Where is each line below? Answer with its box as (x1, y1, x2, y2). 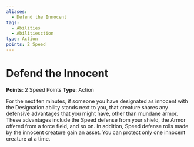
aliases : (6, 8, 28, 15)
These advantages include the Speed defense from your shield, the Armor (6, 116, 186, 123)
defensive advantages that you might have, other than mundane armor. (6, 110, 178, 117)
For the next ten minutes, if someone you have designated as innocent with (6, 98, 188, 105)
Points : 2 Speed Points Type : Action (6, 86, 94, 93)
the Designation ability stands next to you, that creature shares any (6, 103, 169, 111)
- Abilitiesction (11, 31, 54, 36)
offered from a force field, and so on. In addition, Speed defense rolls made (6, 122, 189, 129)
